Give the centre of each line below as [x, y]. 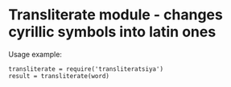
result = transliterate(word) [59, 76]
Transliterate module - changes [115, 15]
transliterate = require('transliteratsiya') [86, 69]
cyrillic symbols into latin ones [112, 32]
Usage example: [35, 54]
